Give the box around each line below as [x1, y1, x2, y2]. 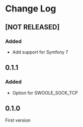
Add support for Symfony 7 [12, 49, 69, 55]
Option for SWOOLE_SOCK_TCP [12, 90, 78, 96]
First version [5, 118, 31, 124]
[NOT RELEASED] [5, 23, 60, 31]
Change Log [5, 3, 56, 14]
